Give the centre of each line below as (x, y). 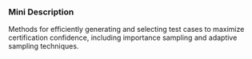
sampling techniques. (44, 46)
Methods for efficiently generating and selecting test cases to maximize (126, 29)
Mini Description (41, 12)
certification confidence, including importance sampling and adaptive (123, 37)
